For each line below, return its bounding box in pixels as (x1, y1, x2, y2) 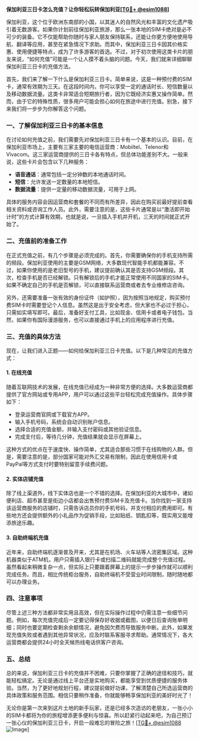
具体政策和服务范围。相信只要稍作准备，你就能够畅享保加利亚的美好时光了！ (6, 692, 193, 699)
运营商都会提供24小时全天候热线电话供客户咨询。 (6, 638, 127, 646)
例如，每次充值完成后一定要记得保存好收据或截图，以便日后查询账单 (16, 616, 182, 623)
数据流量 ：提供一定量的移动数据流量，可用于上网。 (14, 186, 140, 193)
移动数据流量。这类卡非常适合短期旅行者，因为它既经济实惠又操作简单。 (11, 90, 188, 97)
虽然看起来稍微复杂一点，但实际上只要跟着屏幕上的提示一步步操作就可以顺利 (6, 563, 193, 570)
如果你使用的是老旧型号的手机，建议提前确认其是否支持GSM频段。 (16, 267, 179, 274)
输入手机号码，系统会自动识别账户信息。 (14, 418, 114, 426)
